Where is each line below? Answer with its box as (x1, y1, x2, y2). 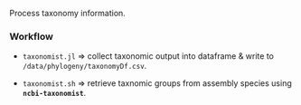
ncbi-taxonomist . (22, 88, 87, 99)
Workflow (9, 30, 54, 43)
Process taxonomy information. (9, 8, 127, 18)
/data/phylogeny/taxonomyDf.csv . (22, 61, 147, 72)
